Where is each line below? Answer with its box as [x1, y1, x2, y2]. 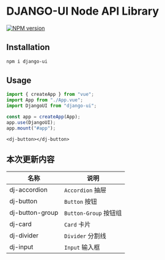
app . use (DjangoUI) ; [6, 119, 56, 126]
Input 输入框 [64, 243, 100, 251]
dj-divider [9, 231, 38, 239]
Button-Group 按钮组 [64, 209, 122, 217]
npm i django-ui [6, 58, 48, 65]
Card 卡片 [64, 220, 91, 228]
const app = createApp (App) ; [6, 114, 81, 120]
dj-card [9, 220, 32, 228]
